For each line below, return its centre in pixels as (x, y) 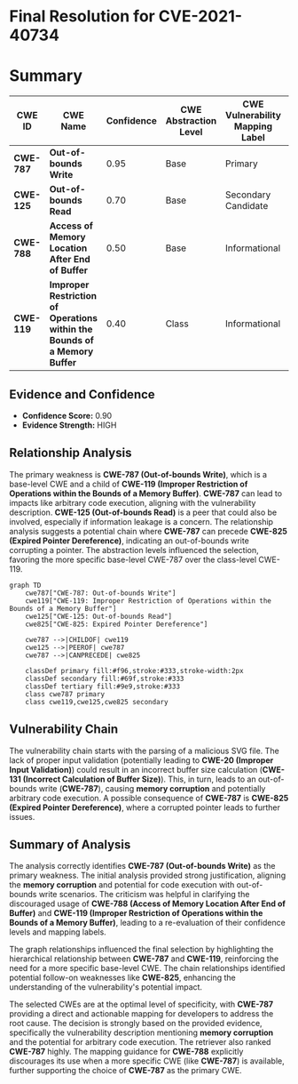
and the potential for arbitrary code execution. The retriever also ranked (140, 1042)
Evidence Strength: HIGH (69, 425)
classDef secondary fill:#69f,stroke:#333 (105, 679)
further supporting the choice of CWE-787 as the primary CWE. (125, 1071)
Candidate (247, 206)
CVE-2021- (200, 16)
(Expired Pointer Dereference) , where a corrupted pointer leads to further (145, 807)
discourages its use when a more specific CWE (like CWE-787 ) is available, (147, 1061)
